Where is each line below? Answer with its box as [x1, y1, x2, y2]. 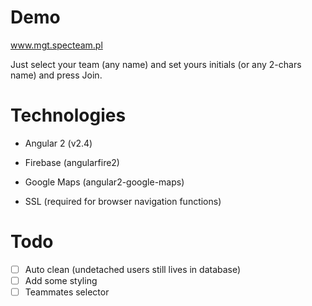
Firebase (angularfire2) [24, 156, 120, 168]
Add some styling [24, 274, 98, 286]
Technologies [10, 104, 127, 127]
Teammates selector [24, 286, 110, 298]
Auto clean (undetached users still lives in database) [24, 263, 242, 275]
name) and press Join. [10, 69, 103, 81]
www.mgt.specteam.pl [10, 39, 103, 51]
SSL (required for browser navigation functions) [24, 195, 222, 207]
